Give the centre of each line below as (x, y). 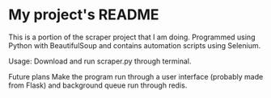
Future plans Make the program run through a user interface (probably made (136, 76)
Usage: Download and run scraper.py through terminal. (100, 61)
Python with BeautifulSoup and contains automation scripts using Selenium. (135, 45)
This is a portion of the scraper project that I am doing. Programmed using (132, 37)
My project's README (84, 15)
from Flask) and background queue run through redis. (98, 85)
